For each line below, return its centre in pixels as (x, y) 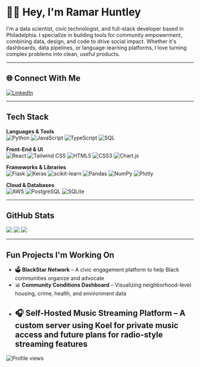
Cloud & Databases (30, 185)
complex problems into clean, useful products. (63, 54)
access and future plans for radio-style (89, 335)
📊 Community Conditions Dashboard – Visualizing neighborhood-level (103, 285)
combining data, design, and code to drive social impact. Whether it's (91, 41)
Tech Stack (27, 117)
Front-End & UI (25, 149)
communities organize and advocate (60, 278)
